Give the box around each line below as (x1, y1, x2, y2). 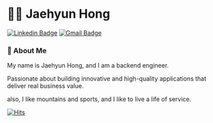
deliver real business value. (7, 82, 84, 90)
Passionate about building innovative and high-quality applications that (7, 74, 207, 83)
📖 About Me (7, 46, 47, 55)
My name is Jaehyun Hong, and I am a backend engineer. (7, 61, 169, 70)
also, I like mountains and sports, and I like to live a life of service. (7, 95, 192, 103)
